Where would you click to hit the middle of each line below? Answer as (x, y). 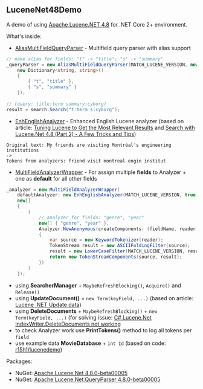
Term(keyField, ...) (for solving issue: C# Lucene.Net (83, 317)
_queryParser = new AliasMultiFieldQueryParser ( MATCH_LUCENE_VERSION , (97, 65)
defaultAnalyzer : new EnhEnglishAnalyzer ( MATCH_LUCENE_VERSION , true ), (109, 195)
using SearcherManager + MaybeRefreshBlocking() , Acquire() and (98, 285)
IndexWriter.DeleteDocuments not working (68, 324)
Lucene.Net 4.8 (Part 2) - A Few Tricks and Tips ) (76, 134)
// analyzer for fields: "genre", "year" (92, 217)
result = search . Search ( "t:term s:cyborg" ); (63, 109)
